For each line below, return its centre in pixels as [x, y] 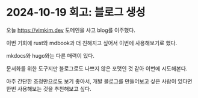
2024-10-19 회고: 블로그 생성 [76, 12]
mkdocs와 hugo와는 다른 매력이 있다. [51, 55]
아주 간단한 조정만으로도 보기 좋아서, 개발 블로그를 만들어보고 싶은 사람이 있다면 [99, 81]
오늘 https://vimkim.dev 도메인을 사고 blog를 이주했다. [71, 30]
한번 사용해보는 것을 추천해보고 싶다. [49, 88]
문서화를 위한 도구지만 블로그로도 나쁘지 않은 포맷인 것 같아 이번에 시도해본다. [97, 68]
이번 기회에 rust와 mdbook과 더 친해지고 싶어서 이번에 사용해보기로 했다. [92, 43]
